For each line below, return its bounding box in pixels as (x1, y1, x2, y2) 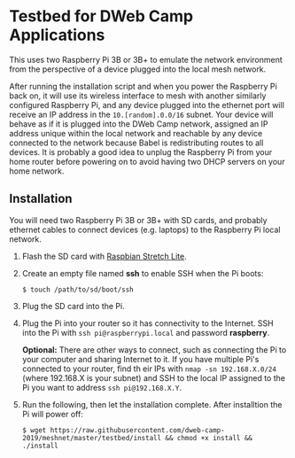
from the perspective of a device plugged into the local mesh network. (9, 64, 267, 74)
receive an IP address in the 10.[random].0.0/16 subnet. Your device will (9, 109, 274, 120)
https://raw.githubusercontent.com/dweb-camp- (50, 425, 225, 435)
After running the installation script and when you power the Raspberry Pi (9, 81, 277, 91)
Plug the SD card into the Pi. (21, 300, 126, 311)
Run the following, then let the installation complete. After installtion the (21, 399, 283, 409)
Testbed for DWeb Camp (9, 6, 193, 27)
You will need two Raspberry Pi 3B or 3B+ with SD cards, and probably (9, 214, 268, 225)
